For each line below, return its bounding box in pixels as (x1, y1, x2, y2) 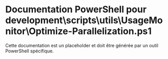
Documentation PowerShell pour (5, 4, 147, 15)
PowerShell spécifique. (5, 48, 54, 54)
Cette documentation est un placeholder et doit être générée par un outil (5, 42, 159, 48)
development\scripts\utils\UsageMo (5, 14, 163, 26)
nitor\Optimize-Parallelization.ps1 (5, 26, 152, 37)
